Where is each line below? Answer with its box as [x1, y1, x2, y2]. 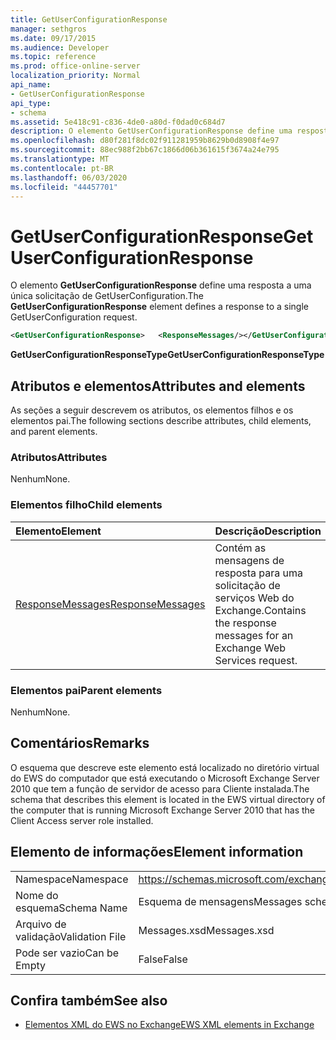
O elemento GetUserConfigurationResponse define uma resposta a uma [10, 279, 312, 291]
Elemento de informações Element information [10, 844, 304, 861]
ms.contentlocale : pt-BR [10, 163, 114, 173]
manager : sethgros [10, 24, 87, 34]
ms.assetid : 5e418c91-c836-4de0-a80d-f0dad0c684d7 [10, 117, 226, 127]
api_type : [10, 98, 52, 108]
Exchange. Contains [214, 603, 307, 617]
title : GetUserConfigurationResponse [10, 14, 168, 25]
